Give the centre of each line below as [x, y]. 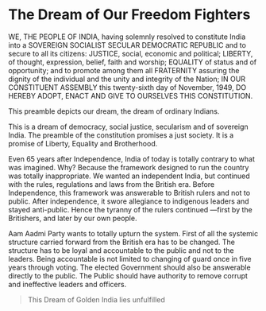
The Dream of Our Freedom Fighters [129, 15]
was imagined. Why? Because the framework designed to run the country [129, 167]
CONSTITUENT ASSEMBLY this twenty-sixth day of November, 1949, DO [127, 87]
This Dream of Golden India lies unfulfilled [96, 299]
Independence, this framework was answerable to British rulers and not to [129, 192]
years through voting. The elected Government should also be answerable [130, 267]
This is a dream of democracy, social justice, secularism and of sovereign [128, 126]
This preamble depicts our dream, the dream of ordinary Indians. [114, 111]
